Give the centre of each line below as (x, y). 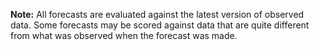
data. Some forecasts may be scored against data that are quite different (160, 25)
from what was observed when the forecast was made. (124, 35)
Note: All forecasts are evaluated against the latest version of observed (157, 14)
